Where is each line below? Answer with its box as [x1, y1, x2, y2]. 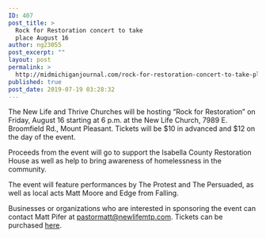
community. [8, 164, 47, 175]
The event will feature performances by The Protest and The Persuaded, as [8, 180, 254, 190]
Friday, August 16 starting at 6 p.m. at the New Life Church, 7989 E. [8, 116, 228, 125]
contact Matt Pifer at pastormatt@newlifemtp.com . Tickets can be [8, 212, 223, 222]
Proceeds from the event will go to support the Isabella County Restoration [8, 148, 252, 157]
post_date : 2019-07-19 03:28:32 [8, 85, 115, 94]
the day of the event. [8, 132, 76, 142]
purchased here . [8, 221, 62, 230]
